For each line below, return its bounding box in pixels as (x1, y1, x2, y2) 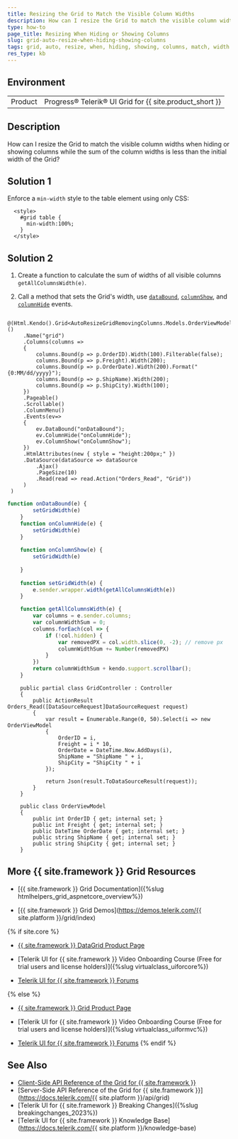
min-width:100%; (25, 220, 74, 228)
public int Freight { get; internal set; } (33, 821, 163, 828)
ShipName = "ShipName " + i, (57, 753, 144, 760)
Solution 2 (7, 252, 53, 264)
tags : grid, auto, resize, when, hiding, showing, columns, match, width (7, 43, 230, 50)
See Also (7, 1059, 47, 1071)
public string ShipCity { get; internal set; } (33, 840, 176, 847)
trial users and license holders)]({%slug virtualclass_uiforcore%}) (17, 962, 209, 970)
